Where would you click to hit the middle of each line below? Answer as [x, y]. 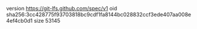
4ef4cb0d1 [19, 21]
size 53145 [47, 21]
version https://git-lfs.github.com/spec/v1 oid [62, 8]
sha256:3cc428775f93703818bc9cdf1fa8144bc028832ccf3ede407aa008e [99, 14]
